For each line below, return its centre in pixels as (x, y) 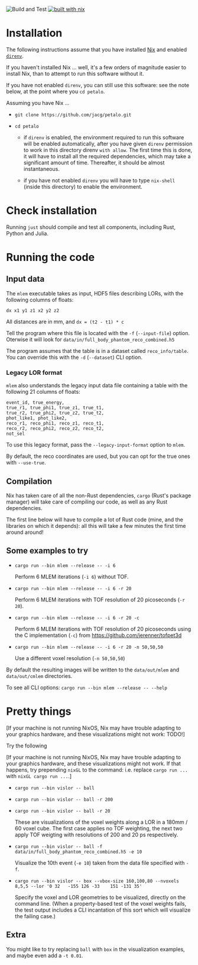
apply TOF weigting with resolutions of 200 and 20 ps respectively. (96, 835)
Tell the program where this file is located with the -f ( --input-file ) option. (98, 333)
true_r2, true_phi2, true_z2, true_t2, (55, 413)
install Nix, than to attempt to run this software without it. (75, 74)
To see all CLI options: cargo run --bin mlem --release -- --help (87, 687)
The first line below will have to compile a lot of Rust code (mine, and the (95, 520)
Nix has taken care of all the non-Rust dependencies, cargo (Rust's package (99, 495)
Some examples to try (47, 551)
